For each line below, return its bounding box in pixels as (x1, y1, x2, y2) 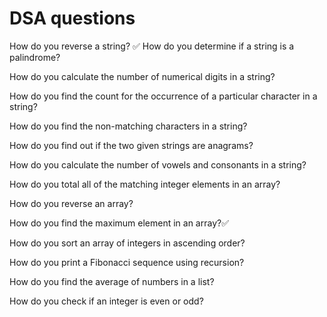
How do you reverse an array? (9, 197, 134, 209)
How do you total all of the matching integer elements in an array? (9, 178, 281, 190)
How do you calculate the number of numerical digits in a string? (9, 70, 276, 82)
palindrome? (9, 51, 61, 63)
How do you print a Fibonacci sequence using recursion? (9, 256, 245, 268)
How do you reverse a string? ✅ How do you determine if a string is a (9, 40, 295, 52)
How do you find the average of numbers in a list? (9, 275, 215, 287)
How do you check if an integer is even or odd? (9, 295, 204, 307)
